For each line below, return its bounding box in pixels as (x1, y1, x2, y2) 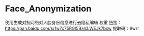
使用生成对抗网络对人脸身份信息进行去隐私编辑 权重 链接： (5, 19, 122, 25)
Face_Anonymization (5, 3, 92, 14)
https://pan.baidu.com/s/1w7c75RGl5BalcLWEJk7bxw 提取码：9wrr (5, 25, 139, 31)
